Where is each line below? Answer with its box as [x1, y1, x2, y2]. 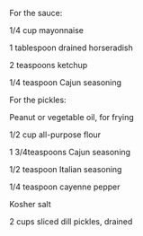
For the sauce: [9, 8, 63, 18]
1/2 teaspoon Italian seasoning [9, 164, 122, 174]
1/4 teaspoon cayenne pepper [9, 181, 121, 192]
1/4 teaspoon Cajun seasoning [9, 77, 122, 88]
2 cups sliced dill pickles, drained [9, 216, 133, 227]
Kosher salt [9, 199, 51, 209]
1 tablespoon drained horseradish [9, 42, 133, 53]
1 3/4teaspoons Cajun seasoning [9, 147, 131, 157]
